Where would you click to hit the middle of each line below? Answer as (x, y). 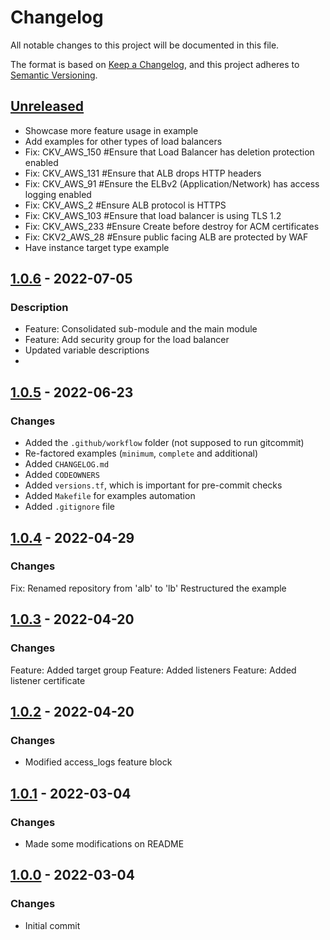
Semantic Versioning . (54, 75)
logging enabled (58, 194)
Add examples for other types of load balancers (123, 141)
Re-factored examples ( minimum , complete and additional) (141, 453)
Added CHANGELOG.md (67, 464)
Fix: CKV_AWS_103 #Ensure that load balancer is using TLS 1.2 (153, 215)
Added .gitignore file (69, 507)
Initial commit (52, 925)
